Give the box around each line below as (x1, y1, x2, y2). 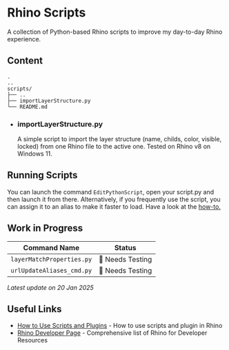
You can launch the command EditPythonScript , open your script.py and (7, 187, 215, 196)
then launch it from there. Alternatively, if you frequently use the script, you (7, 195, 221, 203)
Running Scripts (7, 169, 78, 181)
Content (7, 55, 43, 67)
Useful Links (7, 303, 62, 315)
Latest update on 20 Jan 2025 (7, 283, 94, 291)
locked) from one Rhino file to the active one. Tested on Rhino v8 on (17, 143, 211, 151)
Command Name (23, 243, 80, 252)
